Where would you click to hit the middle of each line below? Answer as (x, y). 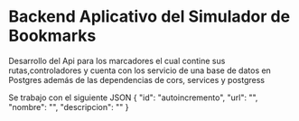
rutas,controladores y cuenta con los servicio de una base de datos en (140, 70)
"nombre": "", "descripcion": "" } (69, 107)
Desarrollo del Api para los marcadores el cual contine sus (117, 60)
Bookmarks (52, 36)
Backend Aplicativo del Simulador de (149, 17)
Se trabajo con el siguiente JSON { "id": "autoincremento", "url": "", (133, 98)
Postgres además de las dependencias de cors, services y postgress (137, 79)
